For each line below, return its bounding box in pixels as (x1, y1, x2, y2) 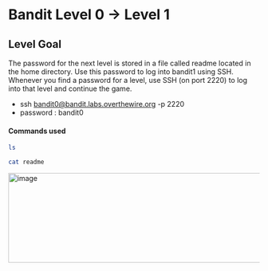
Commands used (8, 126, 66, 135)
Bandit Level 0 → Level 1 (8, 6, 170, 24)
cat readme (8, 158, 45, 167)
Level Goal (8, 37, 62, 51)
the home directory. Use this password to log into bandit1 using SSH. (8, 67, 234, 77)
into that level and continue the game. (8, 84, 132, 93)
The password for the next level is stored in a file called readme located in (8, 58, 251, 68)
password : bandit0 (19, 108, 84, 117)
